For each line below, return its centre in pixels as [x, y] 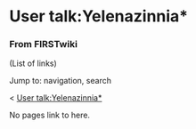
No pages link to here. [50, 115]
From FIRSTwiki [44, 44]
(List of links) [33, 63]
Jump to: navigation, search [60, 81]
